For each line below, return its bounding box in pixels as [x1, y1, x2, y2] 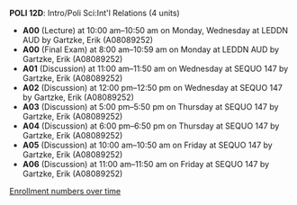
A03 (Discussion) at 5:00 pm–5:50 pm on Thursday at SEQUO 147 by [22, 102, 279, 111]
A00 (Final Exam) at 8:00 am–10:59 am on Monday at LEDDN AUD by [22, 44, 280, 55]
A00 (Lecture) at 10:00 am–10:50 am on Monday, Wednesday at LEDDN [22, 25, 289, 35]
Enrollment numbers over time [9, 186, 121, 196]
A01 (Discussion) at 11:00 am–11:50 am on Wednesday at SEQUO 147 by [22, 63, 289, 74]
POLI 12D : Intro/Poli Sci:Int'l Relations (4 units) [9, 8, 180, 18]
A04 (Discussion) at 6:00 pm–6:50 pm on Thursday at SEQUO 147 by [22, 120, 280, 131]
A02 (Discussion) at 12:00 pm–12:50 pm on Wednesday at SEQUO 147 [22, 83, 283, 93]
